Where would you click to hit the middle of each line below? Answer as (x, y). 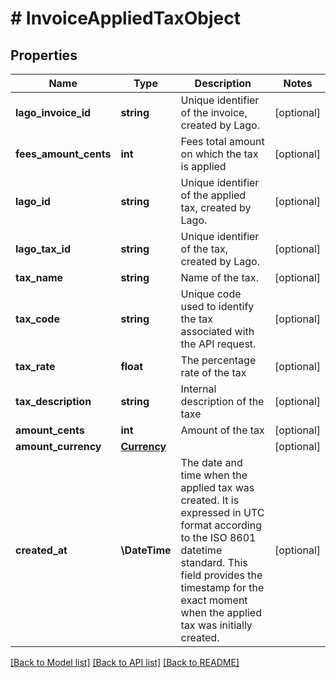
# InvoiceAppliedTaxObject (125, 18)
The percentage (218, 360)
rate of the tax (213, 372)
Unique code (211, 294)
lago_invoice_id (53, 112)
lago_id (33, 201)
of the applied (213, 195)
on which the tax (219, 154)
